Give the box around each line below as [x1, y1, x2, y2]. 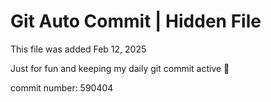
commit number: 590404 [10, 81, 114, 94]
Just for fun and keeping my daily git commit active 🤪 [10, 62, 230, 74]
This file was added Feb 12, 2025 [10, 43, 147, 55]
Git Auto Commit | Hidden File [10, 10, 262, 33]
